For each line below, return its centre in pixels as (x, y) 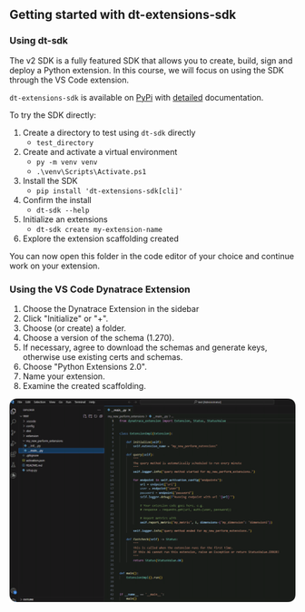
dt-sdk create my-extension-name (99, 229)
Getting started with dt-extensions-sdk (123, 15)
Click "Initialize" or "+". (65, 318)
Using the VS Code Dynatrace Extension (100, 289)
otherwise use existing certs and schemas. (103, 356)
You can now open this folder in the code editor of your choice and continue (152, 256)
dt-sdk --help (63, 210)
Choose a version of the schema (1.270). (98, 337)
